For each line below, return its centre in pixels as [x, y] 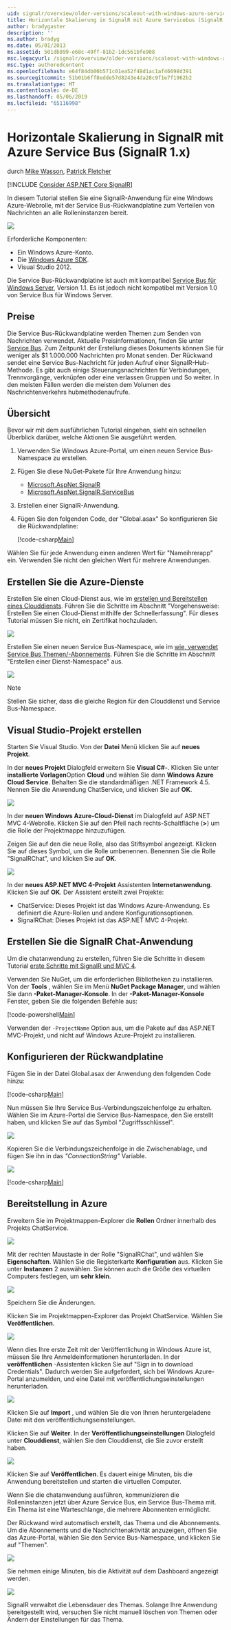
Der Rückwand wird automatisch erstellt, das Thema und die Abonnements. [114, 1522]
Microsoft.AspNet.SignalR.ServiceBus [81, 492]
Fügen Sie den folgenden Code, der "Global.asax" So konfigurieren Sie [117, 519]
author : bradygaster [37, 26]
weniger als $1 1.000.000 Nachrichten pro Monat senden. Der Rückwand [110, 355]
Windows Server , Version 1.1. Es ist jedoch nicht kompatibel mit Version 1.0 [112, 288]
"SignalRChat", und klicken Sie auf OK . [62, 859]
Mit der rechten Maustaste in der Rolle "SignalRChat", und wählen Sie [106, 1254]
